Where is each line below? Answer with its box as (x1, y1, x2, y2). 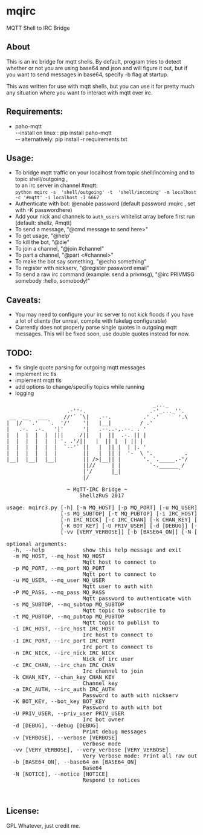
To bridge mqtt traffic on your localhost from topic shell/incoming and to (14, 169, 195, 176)
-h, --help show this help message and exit (12, 547, 182, 553)
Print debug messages (82, 728, 147, 735)
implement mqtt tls (14, 377, 62, 384)
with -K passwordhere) (14, 206, 72, 214)
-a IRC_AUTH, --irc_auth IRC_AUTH (12, 686, 115, 693)
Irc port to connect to (82, 644, 153, 650)
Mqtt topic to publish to (82, 619, 159, 626)
